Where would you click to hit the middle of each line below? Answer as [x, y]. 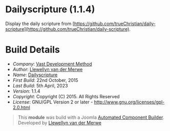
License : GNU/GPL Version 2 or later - [53, 102]
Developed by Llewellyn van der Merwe [59, 123]
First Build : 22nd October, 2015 [45, 80]
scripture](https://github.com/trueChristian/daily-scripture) [67, 29]
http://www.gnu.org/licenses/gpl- [129, 102]
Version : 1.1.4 [26, 91]
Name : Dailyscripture [35, 75]
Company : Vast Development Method [52, 64]
